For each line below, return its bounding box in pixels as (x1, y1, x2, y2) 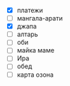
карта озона (16, 70, 54, 79)
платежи (16, 6, 43, 14)
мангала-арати (16, 14, 63, 23)
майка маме (16, 46, 54, 55)
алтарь (16, 30, 38, 38)
